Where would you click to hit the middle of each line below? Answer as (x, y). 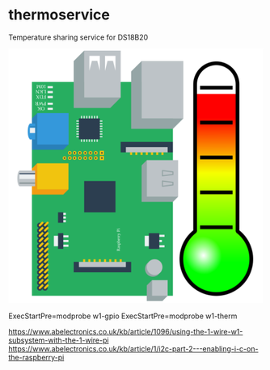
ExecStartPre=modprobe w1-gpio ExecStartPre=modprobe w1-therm (123, 316)
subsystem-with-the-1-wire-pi (59, 340)
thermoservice (59, 15)
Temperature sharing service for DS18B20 (78, 37)
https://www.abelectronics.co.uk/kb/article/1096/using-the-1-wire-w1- (126, 331)
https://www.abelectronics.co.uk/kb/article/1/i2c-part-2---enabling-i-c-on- (133, 348)
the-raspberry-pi (36, 357)
